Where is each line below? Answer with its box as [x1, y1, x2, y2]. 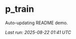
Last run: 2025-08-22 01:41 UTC [5, 29, 72, 35]
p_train [5, 3, 35, 15]
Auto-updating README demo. [5, 20, 68, 26]
